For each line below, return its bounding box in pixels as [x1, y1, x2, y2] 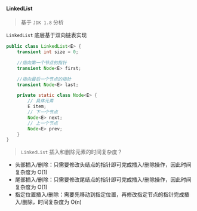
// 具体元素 [27, 98, 54, 104]
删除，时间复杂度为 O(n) [21, 198, 82, 206]
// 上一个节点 [27, 120, 59, 126]
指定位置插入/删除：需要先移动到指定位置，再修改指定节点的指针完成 [14, 191, 184, 198]
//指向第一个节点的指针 [17, 60, 67, 66]
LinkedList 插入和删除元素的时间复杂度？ [20, 148, 123, 155]
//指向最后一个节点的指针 [17, 76, 72, 82]
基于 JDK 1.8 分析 [20, 19, 64, 26]
